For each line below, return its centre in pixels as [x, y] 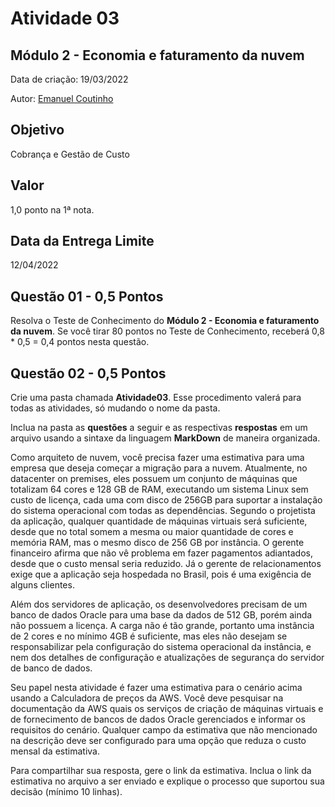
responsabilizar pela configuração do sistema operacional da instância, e [161, 647]
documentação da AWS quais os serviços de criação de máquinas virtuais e [167, 709]
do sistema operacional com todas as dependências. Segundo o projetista [163, 511]
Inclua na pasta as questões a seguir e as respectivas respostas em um [159, 428]
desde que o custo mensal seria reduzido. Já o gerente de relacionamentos [166, 564]
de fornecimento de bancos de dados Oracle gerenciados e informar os [158, 719]
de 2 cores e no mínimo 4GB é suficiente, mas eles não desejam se [149, 636]
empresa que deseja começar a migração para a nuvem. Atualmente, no [159, 468]
